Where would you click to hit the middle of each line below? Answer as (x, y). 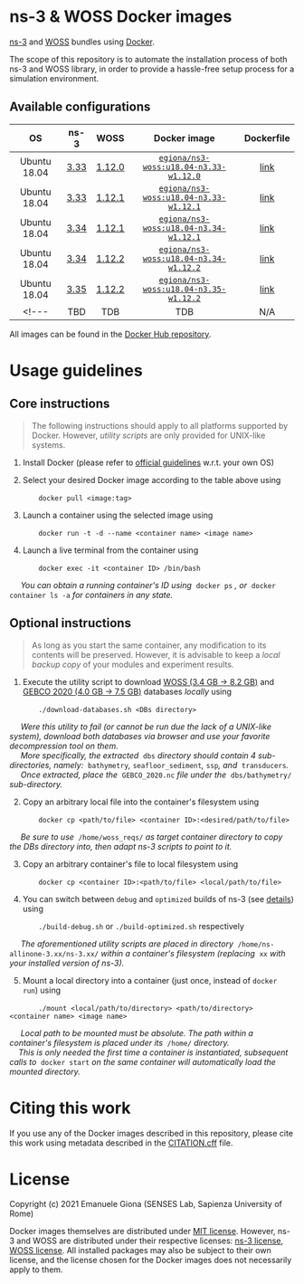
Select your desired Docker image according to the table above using (152, 480)
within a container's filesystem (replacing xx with (193, 953)
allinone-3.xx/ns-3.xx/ (54, 954)
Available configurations (80, 107)
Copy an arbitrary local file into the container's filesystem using (141, 802)
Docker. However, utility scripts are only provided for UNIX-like (148, 435)
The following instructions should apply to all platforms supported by (160, 425)
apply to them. (36, 1270)
